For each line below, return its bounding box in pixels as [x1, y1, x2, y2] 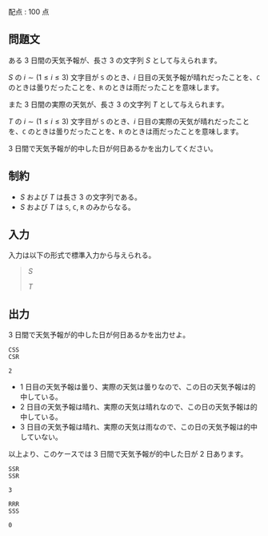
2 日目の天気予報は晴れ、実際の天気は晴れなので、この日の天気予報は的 [19, 402, 258, 412]
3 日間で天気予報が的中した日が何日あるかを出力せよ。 [8, 330, 190, 340]
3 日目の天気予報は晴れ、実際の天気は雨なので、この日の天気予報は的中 [19, 422, 258, 432]
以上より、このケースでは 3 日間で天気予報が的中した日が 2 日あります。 [8, 449, 248, 459]
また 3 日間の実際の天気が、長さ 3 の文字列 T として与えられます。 [8, 99, 229, 109]
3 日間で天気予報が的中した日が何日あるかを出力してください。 [8, 143, 218, 153]
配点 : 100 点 [8, 7, 50, 16]
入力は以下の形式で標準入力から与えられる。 [8, 251, 156, 260]
